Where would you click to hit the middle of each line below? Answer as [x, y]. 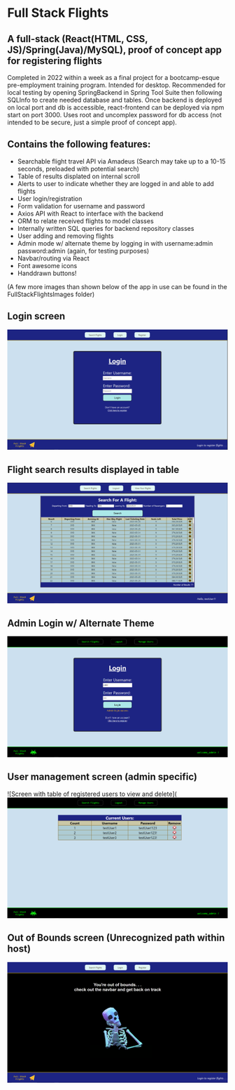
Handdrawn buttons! [47, 273]
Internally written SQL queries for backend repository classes [106, 228]
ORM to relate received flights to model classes [85, 221]
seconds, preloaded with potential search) [78, 168]
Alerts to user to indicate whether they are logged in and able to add [116, 183]
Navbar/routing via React [53, 258]
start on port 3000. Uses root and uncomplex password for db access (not [115, 115]
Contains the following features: [79, 144]
